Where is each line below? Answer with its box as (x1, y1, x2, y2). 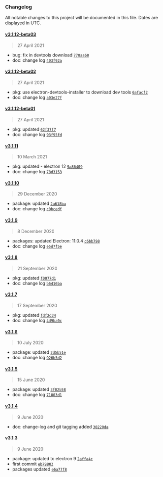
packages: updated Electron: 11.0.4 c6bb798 (12, 238, 100, 243)
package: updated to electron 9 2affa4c (12, 455, 93, 461)
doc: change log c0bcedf (12, 206, 63, 212)
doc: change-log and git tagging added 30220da (12, 424, 109, 429)
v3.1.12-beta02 (5, 68, 36, 75)
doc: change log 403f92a (12, 57, 63, 63)
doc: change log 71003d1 (12, 392, 63, 398)
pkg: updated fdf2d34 (12, 312, 56, 318)
